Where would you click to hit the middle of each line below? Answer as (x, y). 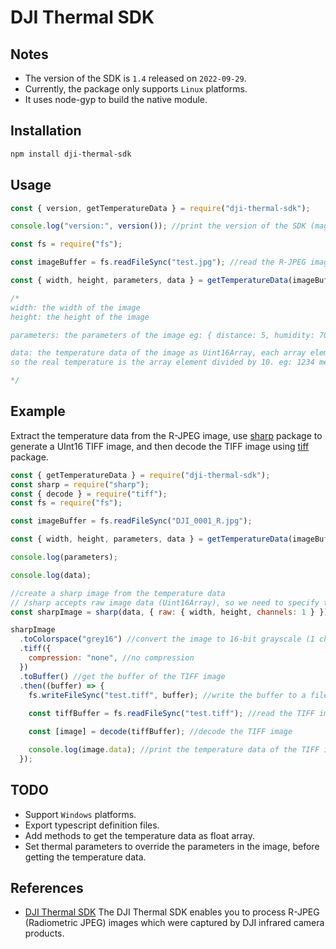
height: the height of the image (80, 317)
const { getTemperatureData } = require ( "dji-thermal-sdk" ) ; (140, 475)
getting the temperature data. (85, 857)
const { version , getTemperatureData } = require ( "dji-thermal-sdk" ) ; (160, 208)
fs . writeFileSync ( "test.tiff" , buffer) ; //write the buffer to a (167, 695)
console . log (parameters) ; (64, 557)
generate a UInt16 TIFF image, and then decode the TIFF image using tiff (160, 446)
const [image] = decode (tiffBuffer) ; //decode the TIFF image (160, 732)
